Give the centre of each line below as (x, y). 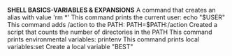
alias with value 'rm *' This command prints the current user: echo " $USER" (116, 17)
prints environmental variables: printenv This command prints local (103, 39)
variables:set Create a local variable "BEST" (70, 47)
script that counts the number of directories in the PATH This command (110, 32)
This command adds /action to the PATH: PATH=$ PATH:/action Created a (113, 25)
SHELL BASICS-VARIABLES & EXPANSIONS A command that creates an (111, 10)
